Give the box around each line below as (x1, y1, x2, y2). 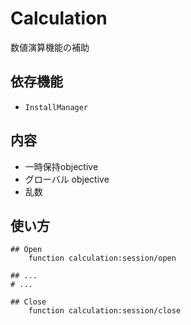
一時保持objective (24, 160, 99, 172)
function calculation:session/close (28, 306, 182, 316)
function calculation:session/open (28, 253, 177, 264)
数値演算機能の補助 (10, 41, 90, 53)
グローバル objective (24, 173, 110, 185)
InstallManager (24, 102, 89, 112)
